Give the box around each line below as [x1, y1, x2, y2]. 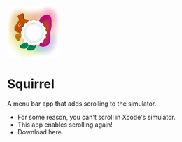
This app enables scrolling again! [17, 120, 113, 129]
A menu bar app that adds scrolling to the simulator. [7, 99, 157, 108]
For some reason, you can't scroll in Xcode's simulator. [17, 113, 176, 121]
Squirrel [7, 76, 55, 92]
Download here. [17, 127, 64, 136]
